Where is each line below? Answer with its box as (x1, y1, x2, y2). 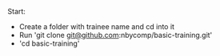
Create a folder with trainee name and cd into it (18, 22, 175, 31)
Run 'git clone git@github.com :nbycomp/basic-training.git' (18, 31, 213, 39)
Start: (7, 7, 26, 16)
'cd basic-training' (18, 39, 80, 48)
